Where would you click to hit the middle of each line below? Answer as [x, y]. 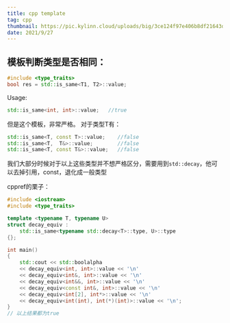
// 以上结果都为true [33, 313]
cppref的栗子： [28, 187]
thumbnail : [23, 26]
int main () [23, 250]
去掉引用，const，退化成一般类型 [60, 172]
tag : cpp [20, 20]
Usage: [17, 97]
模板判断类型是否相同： [56, 62]
